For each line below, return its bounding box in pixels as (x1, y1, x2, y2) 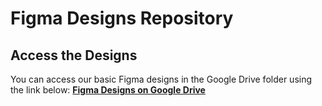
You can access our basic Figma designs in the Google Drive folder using (10, 73, 313, 85)
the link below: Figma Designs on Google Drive (10, 84, 206, 96)
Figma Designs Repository (10, 7, 234, 30)
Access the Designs (10, 47, 138, 64)
